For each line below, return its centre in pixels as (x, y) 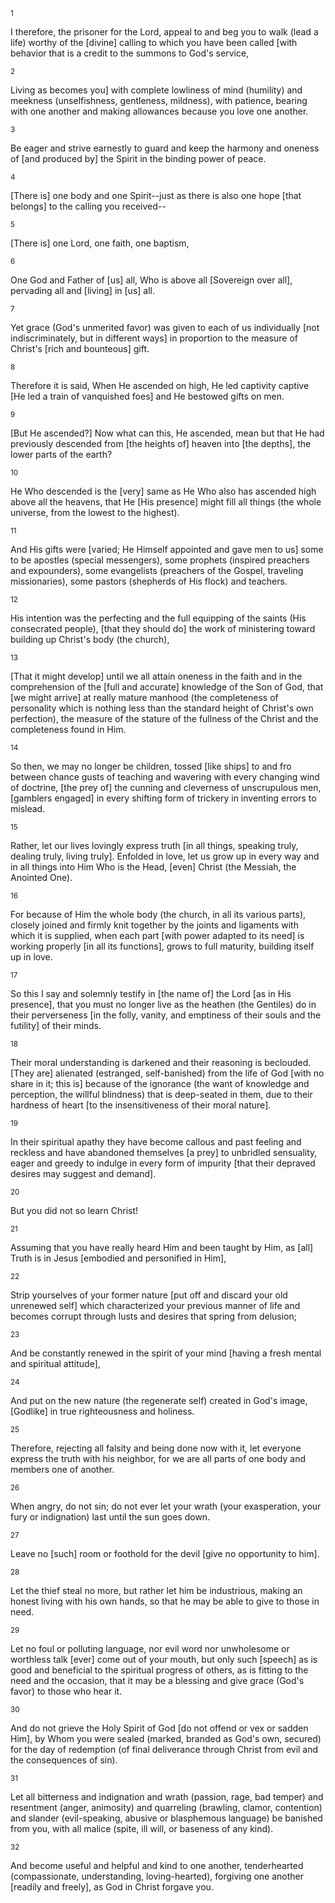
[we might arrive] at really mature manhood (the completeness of (144, 697)
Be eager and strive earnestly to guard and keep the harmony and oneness (165, 148)
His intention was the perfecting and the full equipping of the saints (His (158, 618)
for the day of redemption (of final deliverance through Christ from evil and (164, 1749)
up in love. (31, 957)
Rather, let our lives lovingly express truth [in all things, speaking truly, (154, 845)
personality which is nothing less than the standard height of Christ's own (162, 708)
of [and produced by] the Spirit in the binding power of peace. (138, 158)
